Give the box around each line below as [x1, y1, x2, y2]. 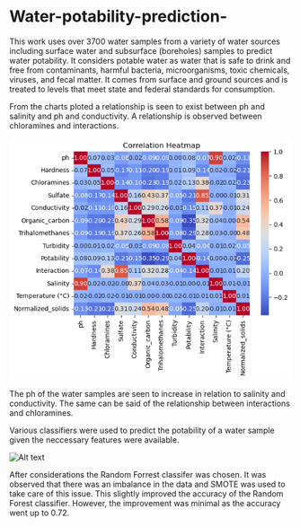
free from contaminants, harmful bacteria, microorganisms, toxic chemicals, [9, 65, 290, 75]
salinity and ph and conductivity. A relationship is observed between [9, 110, 262, 121]
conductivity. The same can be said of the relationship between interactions [9, 398, 290, 409]
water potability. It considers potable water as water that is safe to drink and [9, 55, 291, 66]
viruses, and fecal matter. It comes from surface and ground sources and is [9, 74, 288, 84]
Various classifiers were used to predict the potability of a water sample [9, 425, 276, 436]
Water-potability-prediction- [9, 6, 227, 27]
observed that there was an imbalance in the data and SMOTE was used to [9, 479, 286, 490]
